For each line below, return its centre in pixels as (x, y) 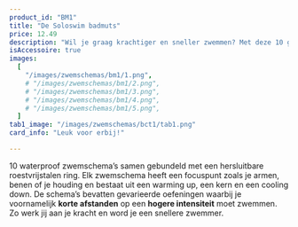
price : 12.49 (33, 34)
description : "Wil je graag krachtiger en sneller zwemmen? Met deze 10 (146, 42)
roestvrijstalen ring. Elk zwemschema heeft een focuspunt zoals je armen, (144, 175)
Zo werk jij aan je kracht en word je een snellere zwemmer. (117, 213)
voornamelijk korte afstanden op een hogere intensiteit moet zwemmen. (143, 203)
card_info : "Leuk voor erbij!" (67, 133)
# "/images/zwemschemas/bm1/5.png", (93, 108)
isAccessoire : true (45, 51)
